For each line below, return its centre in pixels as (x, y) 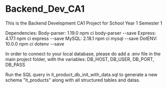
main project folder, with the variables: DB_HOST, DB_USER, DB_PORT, (80, 59)
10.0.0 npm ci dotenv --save (35, 43)
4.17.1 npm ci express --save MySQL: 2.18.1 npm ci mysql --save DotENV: (81, 38)
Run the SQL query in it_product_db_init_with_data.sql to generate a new (81, 74)
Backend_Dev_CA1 (45, 9)
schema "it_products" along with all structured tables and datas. (73, 80)
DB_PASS (15, 64)
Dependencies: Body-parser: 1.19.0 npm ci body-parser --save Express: (81, 33)
